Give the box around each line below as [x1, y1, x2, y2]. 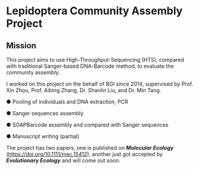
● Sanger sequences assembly [6, 110, 84, 117]
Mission [6, 40, 37, 51]
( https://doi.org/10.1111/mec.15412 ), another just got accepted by [6, 150, 163, 158]
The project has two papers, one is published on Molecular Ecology [6, 144, 174, 151]
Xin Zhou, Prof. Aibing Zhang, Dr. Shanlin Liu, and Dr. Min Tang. [6, 87, 161, 93]
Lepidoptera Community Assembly [6, 4, 183, 18]
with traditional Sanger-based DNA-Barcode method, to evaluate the [6, 62, 174, 70]
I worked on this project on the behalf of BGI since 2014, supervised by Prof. [6, 80, 194, 87]
